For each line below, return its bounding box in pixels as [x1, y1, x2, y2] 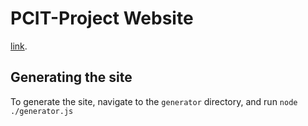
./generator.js [10, 106, 74, 116]
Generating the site [10, 69, 133, 86]
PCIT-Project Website [10, 7, 194, 30]
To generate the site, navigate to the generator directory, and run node [10, 95, 298, 107]
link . [10, 40, 28, 52]
